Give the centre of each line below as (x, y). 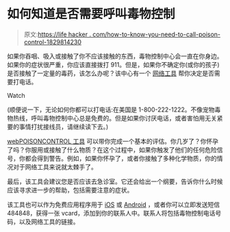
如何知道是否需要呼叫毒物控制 (91, 14)
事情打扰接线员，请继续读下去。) (64, 127)
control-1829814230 (53, 42)
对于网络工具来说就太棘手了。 (55, 167)
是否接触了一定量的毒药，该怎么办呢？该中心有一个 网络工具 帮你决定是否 (111, 73)
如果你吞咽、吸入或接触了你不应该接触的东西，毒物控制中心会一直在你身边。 (115, 56)
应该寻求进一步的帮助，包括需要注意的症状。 (70, 190)
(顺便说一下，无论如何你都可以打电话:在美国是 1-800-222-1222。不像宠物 (111, 109)
